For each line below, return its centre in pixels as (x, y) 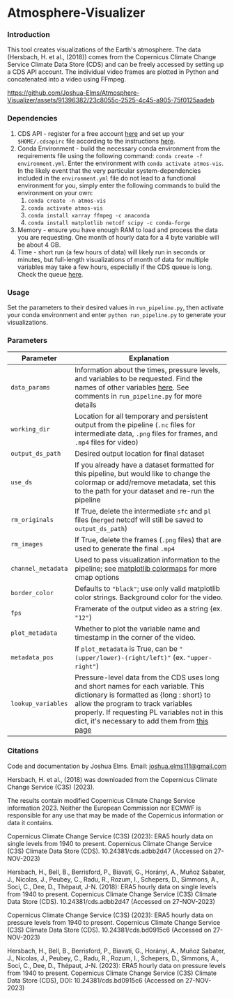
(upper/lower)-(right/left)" (123, 658)
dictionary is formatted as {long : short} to (142, 695)
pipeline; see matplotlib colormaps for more (146, 569)
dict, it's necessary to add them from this (141, 721)
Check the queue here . (50, 274)
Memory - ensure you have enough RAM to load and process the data (117, 230)
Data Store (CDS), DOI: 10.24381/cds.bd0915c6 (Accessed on (96, 980)
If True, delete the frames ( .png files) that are (148, 540)
